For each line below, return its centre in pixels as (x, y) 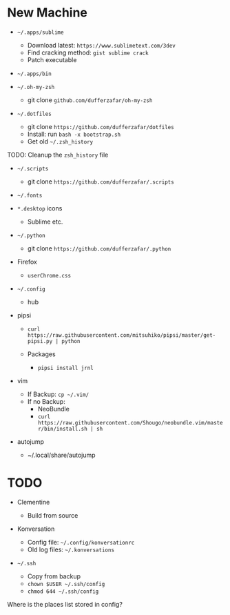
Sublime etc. (45, 222)
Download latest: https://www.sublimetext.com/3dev (101, 45)
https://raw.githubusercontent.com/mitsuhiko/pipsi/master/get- (122, 335)
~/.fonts (30, 195)
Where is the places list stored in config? (65, 604)
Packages (42, 354)
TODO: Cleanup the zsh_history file (58, 155)
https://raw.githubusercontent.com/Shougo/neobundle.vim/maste (130, 422)
